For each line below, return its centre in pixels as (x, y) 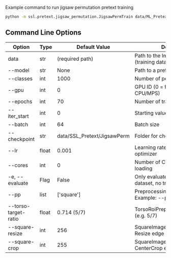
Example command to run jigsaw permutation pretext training (69, 7)
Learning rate (151, 147)
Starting (144, 113)
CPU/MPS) (147, 93)
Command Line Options (43, 33)
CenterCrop (149, 248)
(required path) (75, 59)
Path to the (148, 56)
